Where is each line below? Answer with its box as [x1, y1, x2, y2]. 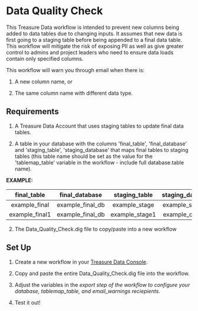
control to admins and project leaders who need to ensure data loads [6, 48, 174, 56]
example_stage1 [110, 210, 156, 218]
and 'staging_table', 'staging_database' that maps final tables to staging [14, 146, 189, 153]
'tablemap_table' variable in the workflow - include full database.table [14, 158, 184, 166]
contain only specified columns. [6, 55, 84, 62]
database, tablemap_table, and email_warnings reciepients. [14, 287, 160, 294]
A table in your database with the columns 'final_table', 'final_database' [14, 140, 187, 147]
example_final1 [9, 210, 51, 218]
